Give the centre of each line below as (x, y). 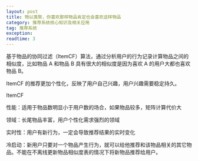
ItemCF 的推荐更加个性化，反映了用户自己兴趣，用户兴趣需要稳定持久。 (93, 83)
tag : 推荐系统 (22, 28)
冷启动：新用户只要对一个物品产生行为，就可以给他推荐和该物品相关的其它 (96, 145)
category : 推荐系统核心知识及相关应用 (48, 22)
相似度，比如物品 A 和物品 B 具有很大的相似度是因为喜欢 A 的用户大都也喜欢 (98, 63)
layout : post (22, 11)
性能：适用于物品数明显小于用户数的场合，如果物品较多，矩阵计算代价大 (94, 107)
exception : (19, 33)
